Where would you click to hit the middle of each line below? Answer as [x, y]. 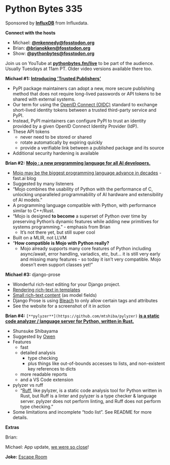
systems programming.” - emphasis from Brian [61, 227]
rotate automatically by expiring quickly [61, 142]
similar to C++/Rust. [33, 210]
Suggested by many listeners [43, 183]
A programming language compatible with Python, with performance [84, 205]
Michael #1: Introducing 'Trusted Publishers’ [53, 78]
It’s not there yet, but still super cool [58, 232]
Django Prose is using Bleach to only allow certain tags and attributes [85, 300]
